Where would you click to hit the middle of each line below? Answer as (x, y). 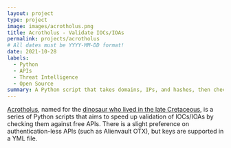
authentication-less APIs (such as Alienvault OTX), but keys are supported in (115, 132)
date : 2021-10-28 (32, 52)
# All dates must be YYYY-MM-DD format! (66, 45)
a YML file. (22, 138)
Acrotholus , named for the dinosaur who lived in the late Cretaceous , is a (110, 110)
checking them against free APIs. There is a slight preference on (98, 124)
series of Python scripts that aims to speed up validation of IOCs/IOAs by (111, 116)
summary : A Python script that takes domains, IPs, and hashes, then (109, 90)
